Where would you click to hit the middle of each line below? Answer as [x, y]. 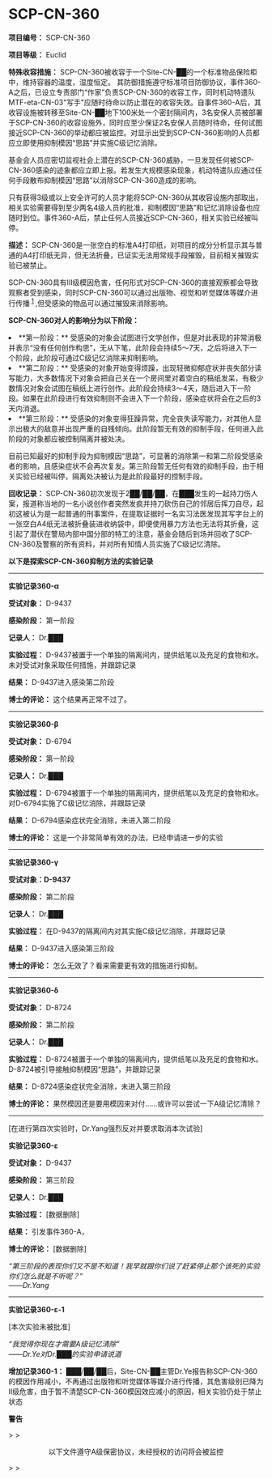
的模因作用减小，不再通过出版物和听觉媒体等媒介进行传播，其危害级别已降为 [136, 1381]
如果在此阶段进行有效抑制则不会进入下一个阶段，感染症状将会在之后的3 [142, 398]
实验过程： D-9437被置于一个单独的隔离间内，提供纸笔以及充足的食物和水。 [136, 654]
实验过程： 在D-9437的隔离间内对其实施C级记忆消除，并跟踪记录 [117, 931]
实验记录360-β [34, 724]
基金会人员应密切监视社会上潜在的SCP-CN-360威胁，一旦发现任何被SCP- [132, 159]
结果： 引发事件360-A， [49, 1231]
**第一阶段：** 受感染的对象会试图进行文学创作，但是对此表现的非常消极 [140, 338]
